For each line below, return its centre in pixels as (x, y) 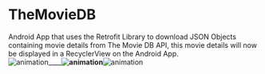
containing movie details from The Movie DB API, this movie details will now (133, 45)
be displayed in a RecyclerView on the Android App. (94, 53)
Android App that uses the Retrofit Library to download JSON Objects (123, 37)
